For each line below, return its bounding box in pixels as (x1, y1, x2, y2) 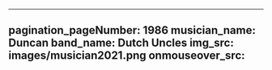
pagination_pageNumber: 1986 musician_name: (8, 23, 257, 37)
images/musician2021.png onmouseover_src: (8, 49, 245, 63)
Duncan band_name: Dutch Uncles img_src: (8, 36, 235, 50)
